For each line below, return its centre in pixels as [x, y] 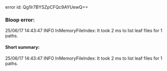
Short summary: [22, 47]
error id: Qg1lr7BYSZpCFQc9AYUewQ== [47, 7]
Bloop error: [20, 20]
